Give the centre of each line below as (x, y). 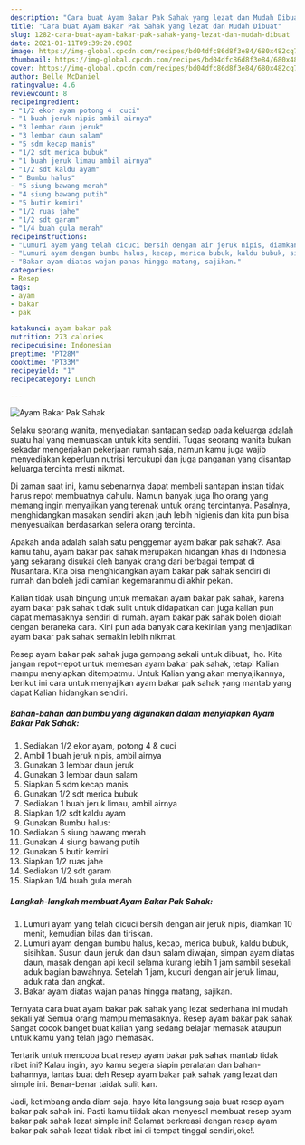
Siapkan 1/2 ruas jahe (63, 862)
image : (23, 52)
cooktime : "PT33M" (45, 362)
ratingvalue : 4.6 (43, 85)
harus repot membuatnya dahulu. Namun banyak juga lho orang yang (139, 496)
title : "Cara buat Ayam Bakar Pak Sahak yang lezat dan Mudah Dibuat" (146, 26)
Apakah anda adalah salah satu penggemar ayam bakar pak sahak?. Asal (147, 542)
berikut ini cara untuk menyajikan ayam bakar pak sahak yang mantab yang (151, 683)
